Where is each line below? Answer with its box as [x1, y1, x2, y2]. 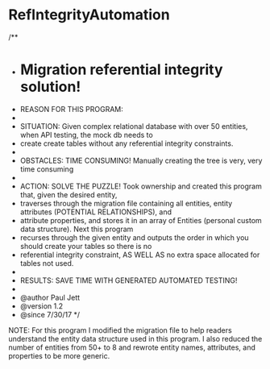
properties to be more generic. [8, 350, 110, 360]
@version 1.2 [19, 301, 63, 311]
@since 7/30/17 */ [19, 309, 81, 319]
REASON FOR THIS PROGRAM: [19, 104, 123, 114]
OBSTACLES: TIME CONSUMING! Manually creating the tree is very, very [19, 155, 263, 165]
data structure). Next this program [19, 224, 134, 234]
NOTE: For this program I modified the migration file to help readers [8, 325, 232, 335]
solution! [19, 78, 81, 96]
